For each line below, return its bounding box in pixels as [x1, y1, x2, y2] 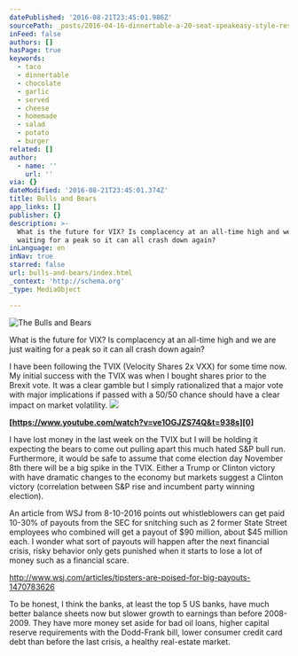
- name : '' [17, 161, 58, 170]
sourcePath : [9, 21, 53, 30]
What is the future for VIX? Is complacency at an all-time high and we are [9, 334, 277, 345]
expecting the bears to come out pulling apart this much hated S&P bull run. [9, 443, 286, 454]
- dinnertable [17, 71, 69, 80]
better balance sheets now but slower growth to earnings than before [9, 608, 263, 619]
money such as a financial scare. [9, 555, 129, 566]
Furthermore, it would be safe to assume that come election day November [9, 453, 284, 464]
